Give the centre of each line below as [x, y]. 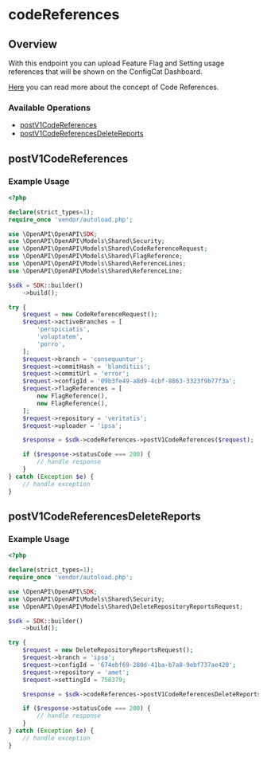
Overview [33, 44]
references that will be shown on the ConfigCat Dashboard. [105, 72]
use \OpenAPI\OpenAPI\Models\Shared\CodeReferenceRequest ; [108, 249]
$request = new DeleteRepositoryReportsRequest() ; [108, 650]
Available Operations [50, 108]
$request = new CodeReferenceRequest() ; [90, 315]
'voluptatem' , [60, 337]
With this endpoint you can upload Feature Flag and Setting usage [116, 63]
